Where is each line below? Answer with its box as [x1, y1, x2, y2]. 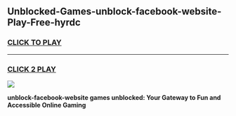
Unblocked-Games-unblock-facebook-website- [7, 6, 222, 18]
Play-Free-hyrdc [7, 17, 81, 29]
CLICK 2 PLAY [7, 64, 56, 74]
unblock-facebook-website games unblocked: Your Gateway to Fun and [7, 93, 221, 101]
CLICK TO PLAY [7, 38, 62, 48]
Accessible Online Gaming [7, 101, 86, 109]
